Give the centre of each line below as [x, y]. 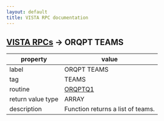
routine [20, 89]
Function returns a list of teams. [110, 109]
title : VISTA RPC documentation [47, 18]
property [34, 60]
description [26, 109]
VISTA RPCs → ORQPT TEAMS [65, 42]
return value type [34, 99]
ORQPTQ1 [79, 89]
